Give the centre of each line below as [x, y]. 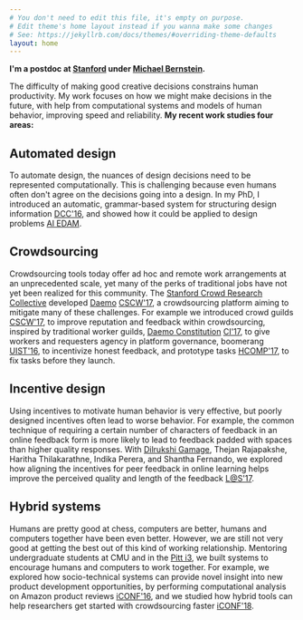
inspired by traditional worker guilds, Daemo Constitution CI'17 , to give [140, 331]
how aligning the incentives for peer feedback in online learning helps [139, 469]
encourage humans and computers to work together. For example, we [139, 567]
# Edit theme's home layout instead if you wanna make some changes [141, 26]
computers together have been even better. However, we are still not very [146, 538]
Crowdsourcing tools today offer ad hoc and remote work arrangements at [148, 274]
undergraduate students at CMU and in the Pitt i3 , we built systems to [139, 557]
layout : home [34, 43]
